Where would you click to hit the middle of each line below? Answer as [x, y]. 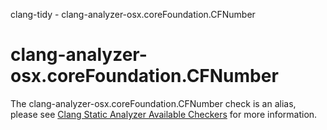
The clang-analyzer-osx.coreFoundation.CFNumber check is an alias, [153, 103]
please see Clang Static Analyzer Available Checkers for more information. [164, 114]
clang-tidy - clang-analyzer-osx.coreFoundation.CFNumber [133, 14]
